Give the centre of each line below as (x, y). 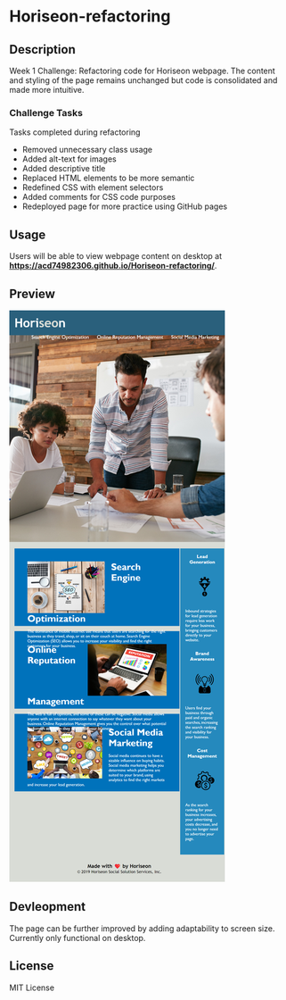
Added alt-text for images (69, 159)
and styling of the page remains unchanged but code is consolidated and (143, 80)
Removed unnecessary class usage (87, 150)
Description (42, 50)
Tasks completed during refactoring (75, 132)
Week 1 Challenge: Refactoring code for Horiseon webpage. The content (143, 71)
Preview (33, 293)
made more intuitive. (47, 90)
